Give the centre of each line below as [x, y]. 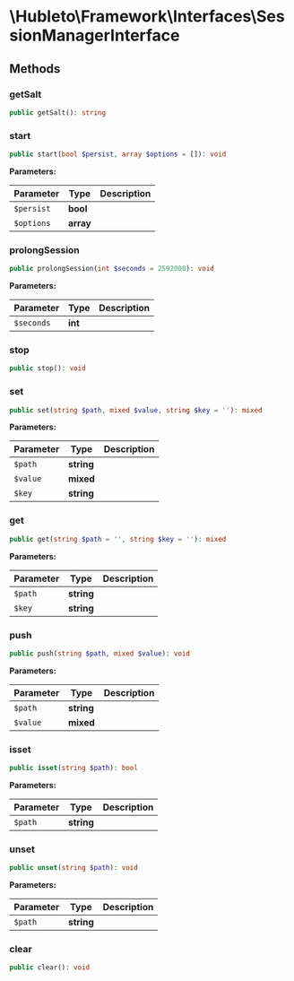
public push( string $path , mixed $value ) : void [100, 653]
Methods [35, 69]
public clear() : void [50, 968]
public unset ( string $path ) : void [74, 868]
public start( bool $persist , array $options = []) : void [118, 154]
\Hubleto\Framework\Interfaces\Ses [147, 17]
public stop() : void [48, 369]
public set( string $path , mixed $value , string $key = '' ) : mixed [136, 410]
